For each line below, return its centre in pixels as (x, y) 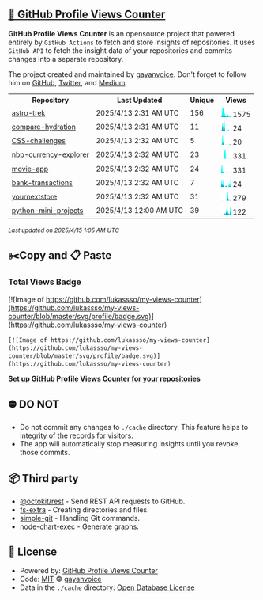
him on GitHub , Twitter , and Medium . (68, 82)
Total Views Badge (45, 282)
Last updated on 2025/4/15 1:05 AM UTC (64, 230)
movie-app (30, 169)
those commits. (45, 453)
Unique (202, 101)
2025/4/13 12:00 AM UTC (140, 211)
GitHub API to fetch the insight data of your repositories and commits (120, 50)
